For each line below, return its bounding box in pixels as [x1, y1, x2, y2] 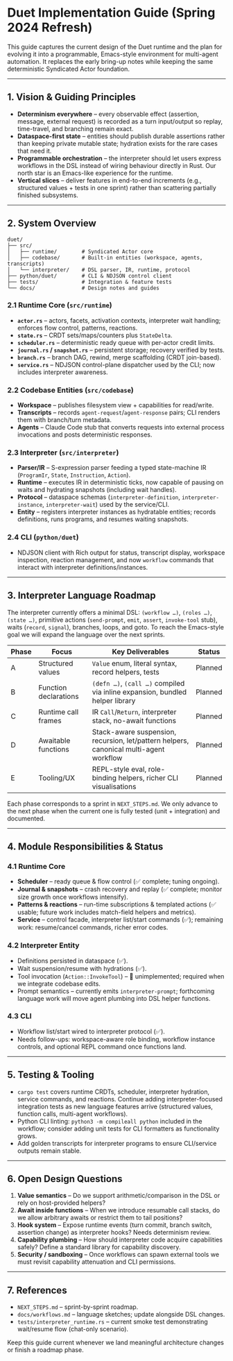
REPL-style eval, [92, 764, 147, 774]
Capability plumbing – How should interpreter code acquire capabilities [17, 1235, 223, 1244]
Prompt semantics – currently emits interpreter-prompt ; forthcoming [17, 987, 215, 995]
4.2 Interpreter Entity [7, 940, 80, 950]
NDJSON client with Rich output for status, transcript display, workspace [17, 548, 225, 557]
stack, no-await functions [92, 716, 177, 725]
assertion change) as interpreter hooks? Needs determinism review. [17, 1228, 212, 1237]
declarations [38, 691, 79, 701]
